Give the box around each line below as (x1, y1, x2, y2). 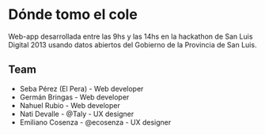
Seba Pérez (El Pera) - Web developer (19, 84, 144, 93)
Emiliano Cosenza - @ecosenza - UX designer (19, 117, 172, 127)
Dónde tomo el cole (8, 6, 138, 24)
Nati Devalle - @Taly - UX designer (19, 109, 134, 118)
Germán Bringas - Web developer (19, 92, 130, 102)
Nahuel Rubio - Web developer (19, 100, 120, 110)
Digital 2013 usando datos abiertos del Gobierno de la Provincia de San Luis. (8, 39, 257, 49)
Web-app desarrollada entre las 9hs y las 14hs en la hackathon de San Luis (8, 32, 253, 41)
